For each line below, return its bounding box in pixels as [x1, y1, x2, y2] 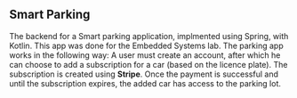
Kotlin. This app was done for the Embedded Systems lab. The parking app [9, 40, 284, 51]
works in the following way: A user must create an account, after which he [9, 49, 281, 61]
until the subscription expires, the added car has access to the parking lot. [9, 78, 282, 88]
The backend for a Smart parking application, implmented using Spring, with [9, 30, 289, 41]
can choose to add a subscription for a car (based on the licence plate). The [9, 59, 288, 69]
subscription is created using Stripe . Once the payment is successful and [9, 69, 278, 79]
